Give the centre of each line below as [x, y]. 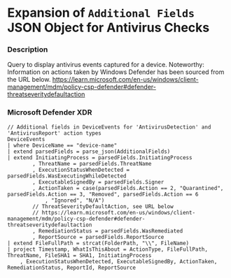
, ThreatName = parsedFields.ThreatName [92, 163]
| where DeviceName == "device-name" [62, 145]
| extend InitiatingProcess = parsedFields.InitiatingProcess [100, 158]
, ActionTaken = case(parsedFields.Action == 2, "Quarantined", [128, 188]
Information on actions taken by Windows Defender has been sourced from [116, 72]
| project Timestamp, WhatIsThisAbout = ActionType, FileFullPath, [108, 249]
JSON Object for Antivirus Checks [108, 28]
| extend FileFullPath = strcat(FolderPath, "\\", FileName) [98, 243]
